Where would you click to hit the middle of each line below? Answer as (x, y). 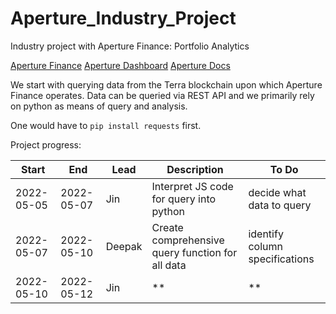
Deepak (124, 246)
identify (266, 234)
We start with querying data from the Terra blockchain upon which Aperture (166, 84)
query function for (194, 252)
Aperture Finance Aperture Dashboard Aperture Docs (120, 65)
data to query (280, 205)
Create (167, 227)
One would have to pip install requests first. (106, 125)
